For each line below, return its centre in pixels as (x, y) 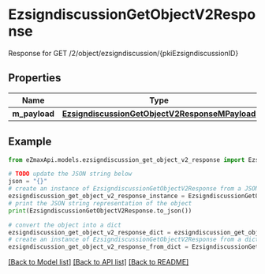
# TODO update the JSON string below (70, 174)
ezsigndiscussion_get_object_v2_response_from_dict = (99, 247)
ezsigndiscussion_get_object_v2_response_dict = (90, 232)
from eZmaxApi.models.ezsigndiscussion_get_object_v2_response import (127, 160)
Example (30, 142)
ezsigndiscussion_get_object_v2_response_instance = (97, 196)
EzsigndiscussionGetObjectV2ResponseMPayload (159, 114)
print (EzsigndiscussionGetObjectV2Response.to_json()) (100, 211)
